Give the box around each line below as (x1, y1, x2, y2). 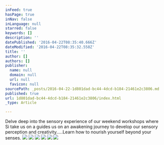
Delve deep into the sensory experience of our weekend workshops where (5, 118, 159, 124)
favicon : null (9, 81, 39, 86)
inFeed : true (5, 7, 32, 12)
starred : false (5, 26, 37, 31)
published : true (5, 91, 39, 96)
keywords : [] (5, 30, 32, 35)
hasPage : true (5, 12, 35, 17)
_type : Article (5, 100, 37, 105)
